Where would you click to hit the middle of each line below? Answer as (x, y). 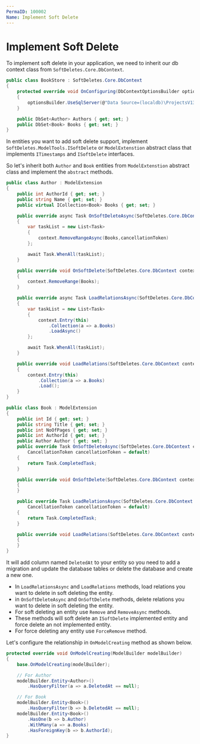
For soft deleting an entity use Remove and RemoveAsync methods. (93, 612)
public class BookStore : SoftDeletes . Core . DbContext (74, 80)
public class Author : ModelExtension (54, 183)
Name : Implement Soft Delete (42, 17)
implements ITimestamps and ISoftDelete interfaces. (71, 154)
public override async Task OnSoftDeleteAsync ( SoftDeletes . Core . (100, 216)
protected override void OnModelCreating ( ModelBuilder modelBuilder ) (94, 653)
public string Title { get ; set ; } (61, 424)
